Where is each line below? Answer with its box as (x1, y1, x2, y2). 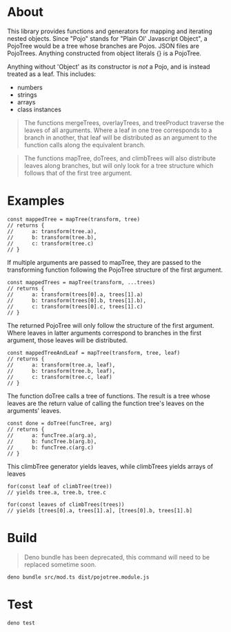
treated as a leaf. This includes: (7, 70, 97, 78)
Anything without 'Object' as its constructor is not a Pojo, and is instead (7, 62, 210, 71)
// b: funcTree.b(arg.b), (7, 438, 97, 445)
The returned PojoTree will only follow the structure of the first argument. (7, 321, 215, 329)
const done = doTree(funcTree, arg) (7, 420, 112, 427)
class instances (17, 105, 62, 113)
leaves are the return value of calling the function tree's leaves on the (7, 399, 205, 407)
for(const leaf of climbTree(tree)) (7, 483, 112, 490)
